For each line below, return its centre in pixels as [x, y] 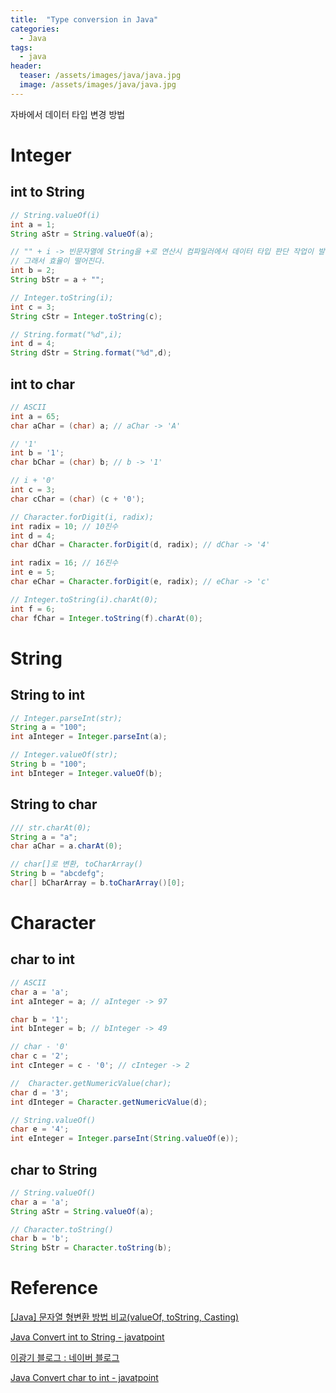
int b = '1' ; [37, 453]
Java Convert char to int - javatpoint [84, 1378]
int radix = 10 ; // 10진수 [64, 526]
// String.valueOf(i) [55, 215]
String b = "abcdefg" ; [57, 874]
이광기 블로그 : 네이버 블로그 [65, 1358]
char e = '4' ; [40, 1129]
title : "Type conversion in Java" [84, 19]
